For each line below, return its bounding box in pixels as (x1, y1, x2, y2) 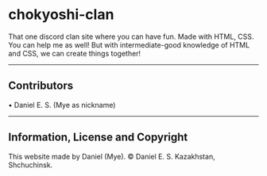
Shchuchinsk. (8, 160, 53, 170)
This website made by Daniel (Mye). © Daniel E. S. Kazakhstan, (8, 151, 216, 161)
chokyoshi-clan (8, 6, 114, 24)
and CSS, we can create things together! (8, 48, 141, 58)
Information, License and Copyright (8, 131, 188, 144)
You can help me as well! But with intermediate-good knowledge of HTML (8, 40, 250, 49)
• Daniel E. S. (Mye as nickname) (8, 100, 116, 109)
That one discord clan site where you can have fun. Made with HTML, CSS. (8, 32, 254, 41)
